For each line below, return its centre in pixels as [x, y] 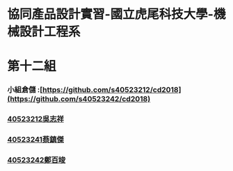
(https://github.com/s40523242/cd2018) [79, 99]
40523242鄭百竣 [37, 160]
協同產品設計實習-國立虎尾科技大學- [111, 14]
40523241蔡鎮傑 [35, 140]
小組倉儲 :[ [25, 90]
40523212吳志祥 [35, 119]
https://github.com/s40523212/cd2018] [112, 90]
